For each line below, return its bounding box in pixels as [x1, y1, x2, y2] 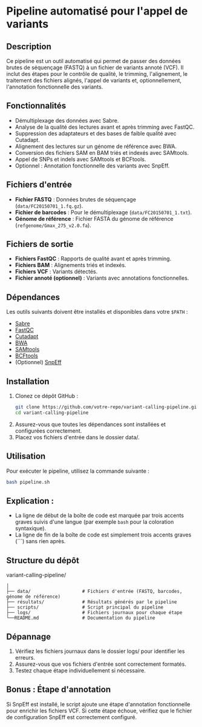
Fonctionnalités [6, 101, 67, 111]
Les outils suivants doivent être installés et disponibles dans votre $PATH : [6, 308, 188, 316]
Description [6, 41, 51, 52]
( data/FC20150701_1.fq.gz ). [15, 202, 83, 209]
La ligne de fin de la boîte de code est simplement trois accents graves [15, 531, 192, 538]
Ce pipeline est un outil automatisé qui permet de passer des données [6, 58, 181, 64]
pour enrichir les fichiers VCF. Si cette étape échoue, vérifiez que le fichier [6, 707, 192, 714]
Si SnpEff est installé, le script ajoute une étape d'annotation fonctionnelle [6, 700, 191, 708]
